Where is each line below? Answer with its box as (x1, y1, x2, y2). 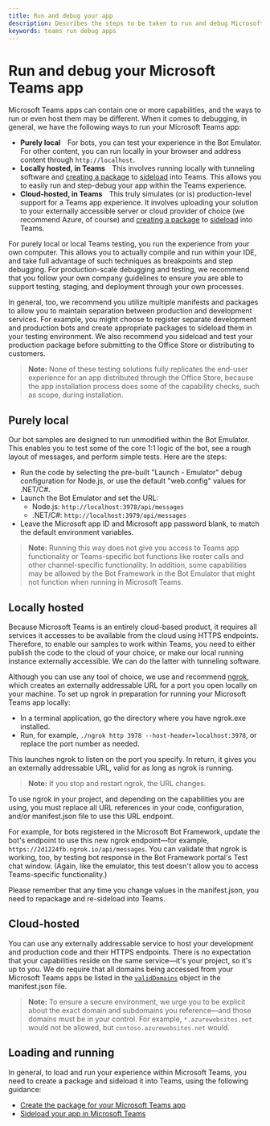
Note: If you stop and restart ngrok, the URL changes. (27, 778, 207, 788)
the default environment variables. (19, 528, 134, 537)
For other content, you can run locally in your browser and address (19, 147, 242, 156)
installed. (19, 722, 51, 731)
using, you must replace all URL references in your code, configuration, (8, 802, 244, 812)
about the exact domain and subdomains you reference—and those (27, 1005, 252, 1015)
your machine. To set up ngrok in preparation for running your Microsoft (8, 689, 247, 698)
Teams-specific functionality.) (8, 869, 108, 879)
